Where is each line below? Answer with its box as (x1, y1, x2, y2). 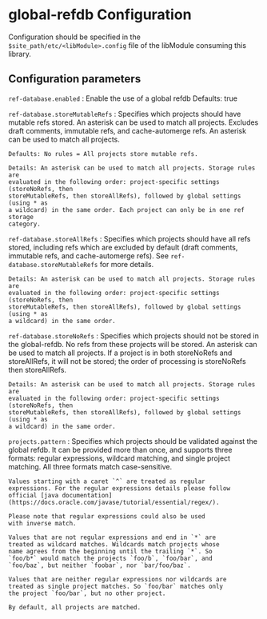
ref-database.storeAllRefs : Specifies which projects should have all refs (8, 234, 251, 243)
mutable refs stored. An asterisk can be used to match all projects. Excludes (8, 118, 259, 127)
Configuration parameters (8, 72, 141, 86)
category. (8, 220, 42, 228)
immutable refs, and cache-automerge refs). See (8, 250, 169, 261)
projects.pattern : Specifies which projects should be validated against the (8, 436, 258, 445)
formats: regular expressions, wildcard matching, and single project (8, 453, 230, 463)
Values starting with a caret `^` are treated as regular (8, 477, 205, 485)
